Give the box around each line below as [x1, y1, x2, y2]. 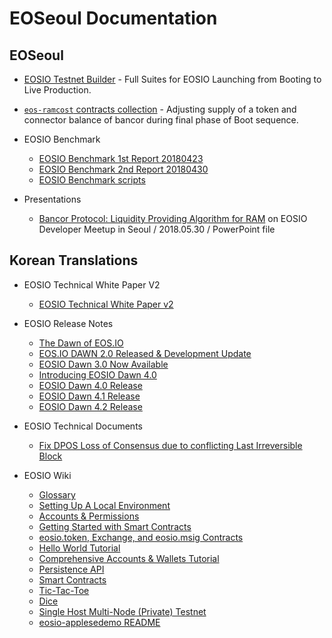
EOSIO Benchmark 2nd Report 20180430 [38, 163, 209, 175]
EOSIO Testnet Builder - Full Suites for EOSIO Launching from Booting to [23, 73, 322, 85]
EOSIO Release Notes [23, 317, 114, 329]
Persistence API [38, 563, 105, 575]
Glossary [38, 488, 76, 501]
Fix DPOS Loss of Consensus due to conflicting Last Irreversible [38, 439, 303, 451]
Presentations [23, 193, 82, 205]
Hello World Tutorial [38, 542, 121, 554]
